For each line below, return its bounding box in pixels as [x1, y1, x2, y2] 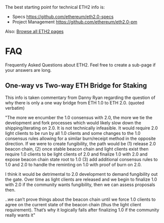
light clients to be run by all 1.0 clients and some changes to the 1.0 [5, 130, 141, 136]
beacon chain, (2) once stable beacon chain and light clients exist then [5, 146, 149, 152]
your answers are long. [5, 67, 52, 73]
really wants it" [5, 212, 35, 218]
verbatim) [5, 105, 25, 111]
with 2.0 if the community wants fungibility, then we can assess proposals [5, 182, 155, 188]
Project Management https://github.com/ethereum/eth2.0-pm [12, 19, 138, 25]
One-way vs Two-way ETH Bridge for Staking [5, 81, 147, 90]
